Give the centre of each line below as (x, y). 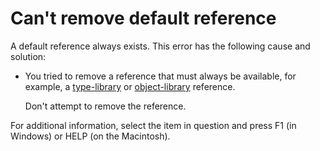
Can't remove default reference (143, 18)
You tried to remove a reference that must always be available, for (160, 76)
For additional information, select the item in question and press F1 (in (153, 125)
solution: (28, 56)
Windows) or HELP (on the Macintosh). (90, 136)
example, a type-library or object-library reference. (130, 86)
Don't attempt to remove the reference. (105, 106)
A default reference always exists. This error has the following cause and (160, 46)
